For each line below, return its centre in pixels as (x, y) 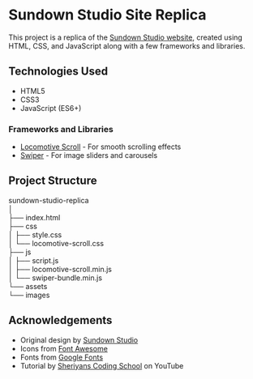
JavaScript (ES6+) (51, 108)
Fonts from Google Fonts (62, 357)
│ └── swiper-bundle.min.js (56, 278)
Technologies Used (58, 72)
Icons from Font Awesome (64, 348)
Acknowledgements (60, 320)
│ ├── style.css (35, 234)
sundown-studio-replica (49, 200)
